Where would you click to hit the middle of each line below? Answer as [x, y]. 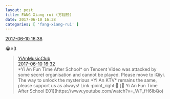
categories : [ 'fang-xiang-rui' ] [42, 24]
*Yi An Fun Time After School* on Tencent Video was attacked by [87, 69]
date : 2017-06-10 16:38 [31, 19]
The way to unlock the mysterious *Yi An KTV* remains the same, [87, 80]
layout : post [19, 10]
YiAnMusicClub [34, 59]
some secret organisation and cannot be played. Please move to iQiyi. [91, 75]
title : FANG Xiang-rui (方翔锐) [39, 15]
